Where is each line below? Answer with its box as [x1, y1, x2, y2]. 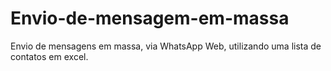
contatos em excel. [10, 50, 89, 62]
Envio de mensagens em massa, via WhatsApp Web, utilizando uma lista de [10, 40, 322, 52]
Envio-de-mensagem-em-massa [10, 7, 290, 30]
